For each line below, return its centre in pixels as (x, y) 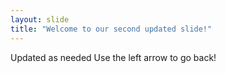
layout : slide (40, 19)
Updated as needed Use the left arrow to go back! (113, 57)
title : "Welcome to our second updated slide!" (111, 29)
